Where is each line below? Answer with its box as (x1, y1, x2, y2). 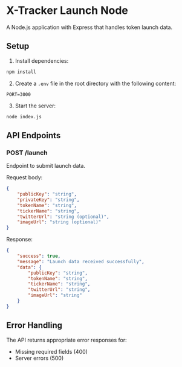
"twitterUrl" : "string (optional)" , (17, 214, 110, 220)
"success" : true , (17, 253, 61, 260)
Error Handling (6, 321, 62, 331)
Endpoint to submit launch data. (6, 162, 86, 170)
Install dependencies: (15, 57, 69, 64)
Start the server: (15, 102, 56, 109)
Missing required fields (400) (15, 348, 88, 355)
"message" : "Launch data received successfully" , (17, 258, 145, 264)
